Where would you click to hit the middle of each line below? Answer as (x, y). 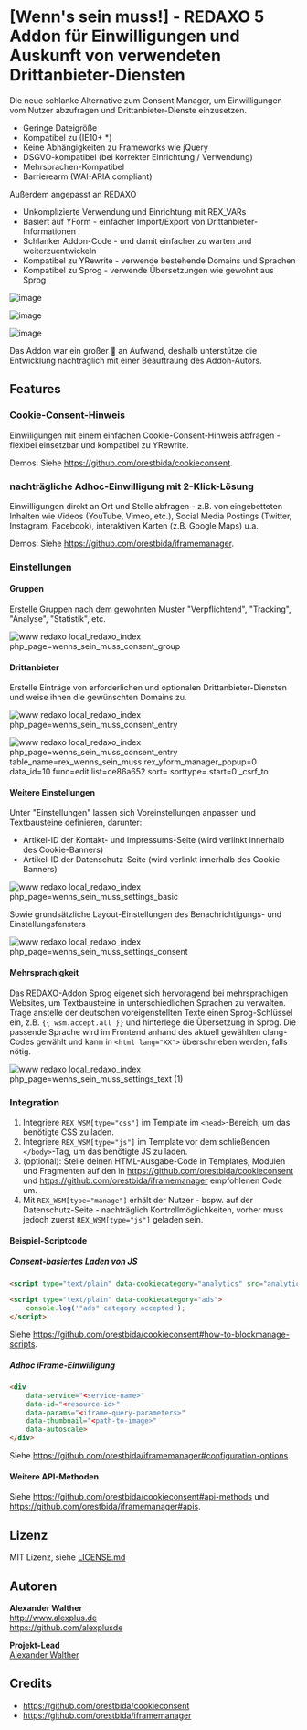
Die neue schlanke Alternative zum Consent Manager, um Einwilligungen (146, 100)
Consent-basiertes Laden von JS (74, 1261)
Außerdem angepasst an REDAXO (73, 194)
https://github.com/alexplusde (66, 1627)
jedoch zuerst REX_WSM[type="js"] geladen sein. (113, 1219)
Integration (35, 1102)
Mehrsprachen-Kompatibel (74, 166)
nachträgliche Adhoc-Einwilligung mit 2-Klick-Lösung (132, 486)
